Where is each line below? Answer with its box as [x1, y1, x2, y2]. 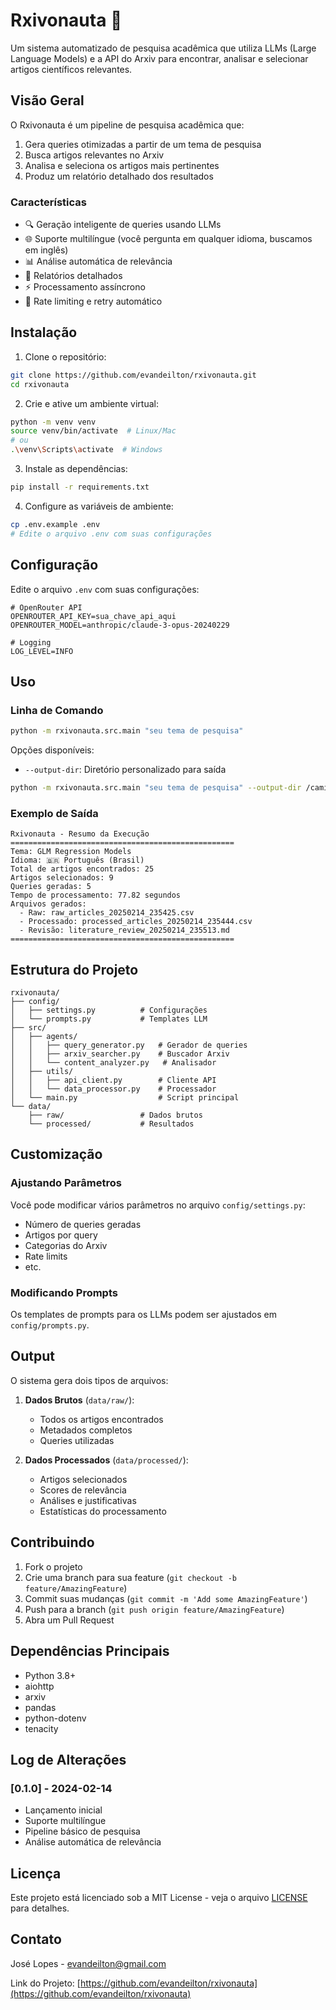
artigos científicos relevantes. [10, 63, 133, 75]
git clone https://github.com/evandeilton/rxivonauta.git [10, 370, 257, 380]
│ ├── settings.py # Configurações [10, 1005, 208, 1016]
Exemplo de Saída [10, 806, 99, 820]
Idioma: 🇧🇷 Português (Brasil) [10, 855, 145, 866]
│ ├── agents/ [10, 1032, 78, 1042]
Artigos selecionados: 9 [10, 873, 114, 883]
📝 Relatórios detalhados [24, 270, 123, 282]
